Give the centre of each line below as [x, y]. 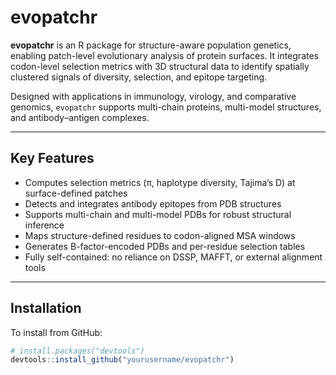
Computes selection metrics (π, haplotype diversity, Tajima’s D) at [160, 182]
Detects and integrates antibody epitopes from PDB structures [153, 203]
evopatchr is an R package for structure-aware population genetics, [151, 45]
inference [44, 225]
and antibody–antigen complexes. [80, 117]
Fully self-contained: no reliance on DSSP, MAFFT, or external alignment [173, 257]
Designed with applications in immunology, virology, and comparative [153, 96]
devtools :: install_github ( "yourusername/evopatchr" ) [122, 360]
